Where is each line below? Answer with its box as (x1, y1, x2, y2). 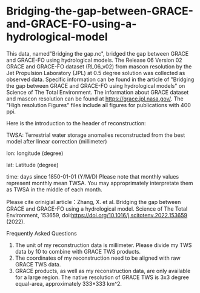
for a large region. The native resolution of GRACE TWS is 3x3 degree (15, 274, 189, 281)
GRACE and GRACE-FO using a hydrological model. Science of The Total (6, 205, 188, 212)
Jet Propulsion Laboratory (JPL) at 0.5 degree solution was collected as (6, 69, 185, 76)
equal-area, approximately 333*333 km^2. (15, 280, 122, 287)
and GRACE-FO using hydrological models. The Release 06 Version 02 (6, 56, 183, 64)
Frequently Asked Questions (6, 229, 77, 237)
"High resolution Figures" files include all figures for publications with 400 (6, 101, 191, 108)
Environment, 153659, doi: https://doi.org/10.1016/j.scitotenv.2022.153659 (6, 211, 188, 219)
